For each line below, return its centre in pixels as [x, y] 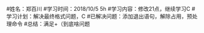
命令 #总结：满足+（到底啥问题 [51, 24]
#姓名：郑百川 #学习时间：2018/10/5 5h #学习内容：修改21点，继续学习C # [101, 9]
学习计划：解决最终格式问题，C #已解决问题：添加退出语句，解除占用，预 [100, 16]
